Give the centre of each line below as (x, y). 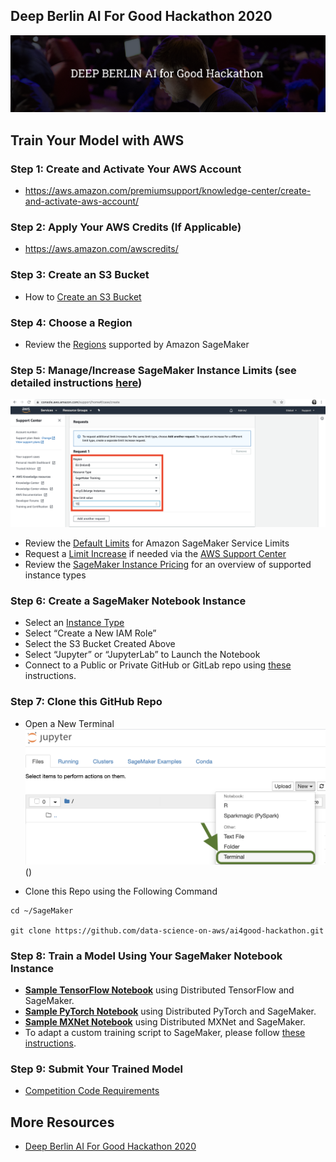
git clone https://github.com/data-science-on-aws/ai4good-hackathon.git (167, 930)
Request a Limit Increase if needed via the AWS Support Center (155, 554)
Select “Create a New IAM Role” (90, 633)
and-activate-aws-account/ (82, 201)
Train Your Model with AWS (97, 140)
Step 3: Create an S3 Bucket (80, 275)
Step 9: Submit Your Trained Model (97, 1069)
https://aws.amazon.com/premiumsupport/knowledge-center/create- (168, 191)
